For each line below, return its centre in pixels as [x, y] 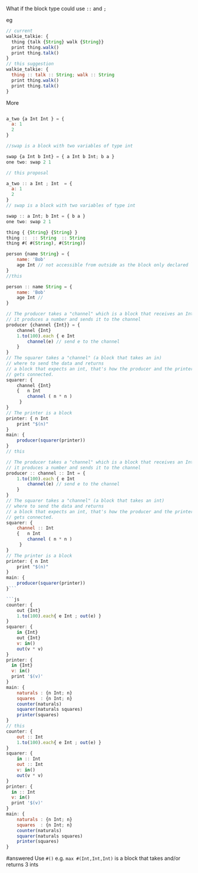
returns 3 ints [22, 865]
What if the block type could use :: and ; [56, 9]
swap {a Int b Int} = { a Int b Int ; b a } [60, 156]
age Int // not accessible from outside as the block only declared [103, 265]
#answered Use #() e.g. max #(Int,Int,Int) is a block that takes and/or [93, 858]
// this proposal [27, 173]
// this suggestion [30, 64]
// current [19, 31]
